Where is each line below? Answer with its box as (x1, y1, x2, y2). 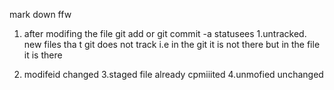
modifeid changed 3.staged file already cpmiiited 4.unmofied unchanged (23, 69, 324, 80)
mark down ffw (9, 9, 72, 20)
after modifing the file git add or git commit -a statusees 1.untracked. (23, 28, 307, 39)
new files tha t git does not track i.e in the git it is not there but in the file (23, 39, 321, 50)
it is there (23, 49, 63, 61)
